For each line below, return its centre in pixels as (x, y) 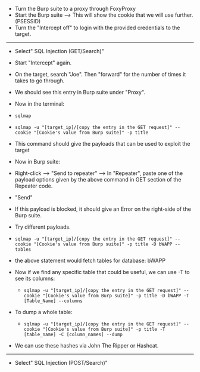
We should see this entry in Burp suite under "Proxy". (80, 92)
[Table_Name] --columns (53, 301)
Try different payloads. (43, 227)
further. (184, 15)
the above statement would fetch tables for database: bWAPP (90, 260)
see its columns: (35, 278)
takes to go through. (40, 81)
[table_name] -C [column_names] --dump (73, 334)
